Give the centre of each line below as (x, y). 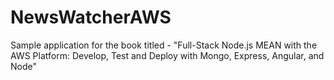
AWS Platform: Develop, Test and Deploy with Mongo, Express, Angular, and (167, 55)
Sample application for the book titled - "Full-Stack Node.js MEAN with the (164, 45)
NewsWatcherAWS (91, 17)
